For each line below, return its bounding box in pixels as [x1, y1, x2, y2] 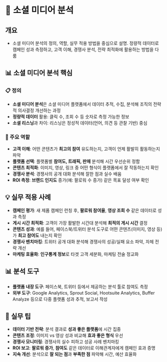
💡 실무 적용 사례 [5, 193, 51, 201]
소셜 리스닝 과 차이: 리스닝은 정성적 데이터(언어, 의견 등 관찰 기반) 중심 [12, 119, 147, 125]
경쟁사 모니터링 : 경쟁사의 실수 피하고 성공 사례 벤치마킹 [12, 338, 119, 345]
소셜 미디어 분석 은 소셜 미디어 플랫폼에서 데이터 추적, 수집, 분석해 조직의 [12, 101, 152, 107]
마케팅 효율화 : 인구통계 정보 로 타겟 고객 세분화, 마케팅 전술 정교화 [12, 251, 139, 257]
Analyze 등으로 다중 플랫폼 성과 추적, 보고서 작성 [12, 296, 108, 302]
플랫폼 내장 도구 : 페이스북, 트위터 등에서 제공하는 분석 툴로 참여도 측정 [12, 283, 148, 289]
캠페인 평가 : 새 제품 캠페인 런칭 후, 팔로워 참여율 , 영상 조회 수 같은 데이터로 [12, 207, 156, 213]
